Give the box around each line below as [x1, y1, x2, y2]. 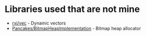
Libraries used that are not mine [5, 3, 140, 15]
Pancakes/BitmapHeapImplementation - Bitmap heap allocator [12, 25, 141, 31]
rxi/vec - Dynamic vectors [12, 20, 66, 26]
